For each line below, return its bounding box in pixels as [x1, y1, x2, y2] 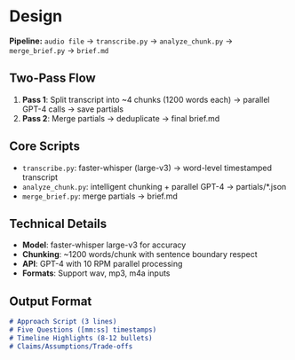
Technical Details [9, 215, 108, 231]
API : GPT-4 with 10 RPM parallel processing [21, 259, 183, 270]
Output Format [9, 293, 92, 309]
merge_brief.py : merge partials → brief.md [21, 191, 178, 201]
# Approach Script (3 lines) [9, 317, 117, 326]
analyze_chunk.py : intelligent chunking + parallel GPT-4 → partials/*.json [21, 181, 287, 192]
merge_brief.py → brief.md [9, 44, 109, 55]
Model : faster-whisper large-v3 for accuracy [21, 239, 187, 250]
